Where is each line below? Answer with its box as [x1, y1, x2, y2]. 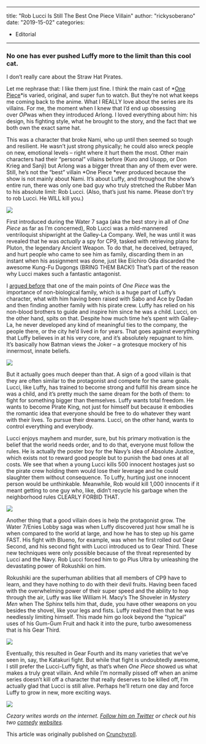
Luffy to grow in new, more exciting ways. [6, 689, 112, 696]
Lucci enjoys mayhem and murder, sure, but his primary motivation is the [6, 435, 191, 442]
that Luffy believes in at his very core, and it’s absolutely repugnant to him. [6, 334, 194, 342]
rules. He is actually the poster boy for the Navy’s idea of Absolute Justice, [6, 448, 195, 455]
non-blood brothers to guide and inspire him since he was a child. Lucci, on [6, 308, 197, 316]
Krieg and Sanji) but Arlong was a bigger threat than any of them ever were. [6, 162, 197, 169]
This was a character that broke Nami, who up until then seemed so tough [6, 136, 193, 144]
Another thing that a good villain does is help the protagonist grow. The [6, 516, 186, 524]
